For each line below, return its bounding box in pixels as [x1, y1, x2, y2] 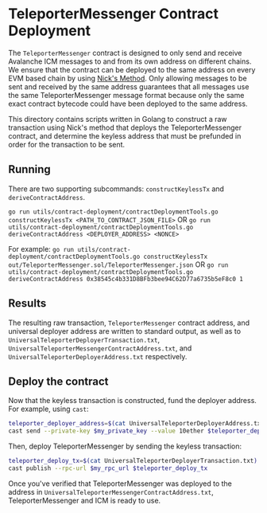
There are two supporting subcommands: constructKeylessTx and [8, 184, 225, 194]
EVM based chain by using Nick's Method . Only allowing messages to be [8, 73, 248, 83]
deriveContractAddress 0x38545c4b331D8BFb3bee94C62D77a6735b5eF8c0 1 [8, 275, 244, 283]
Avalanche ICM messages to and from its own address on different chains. [8, 57, 252, 66]
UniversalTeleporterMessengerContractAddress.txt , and [8, 343, 192, 353]
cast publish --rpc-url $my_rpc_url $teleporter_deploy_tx [8, 464, 208, 472]
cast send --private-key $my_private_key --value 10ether [8, 427, 204, 435]
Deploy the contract [8, 374, 109, 388]
